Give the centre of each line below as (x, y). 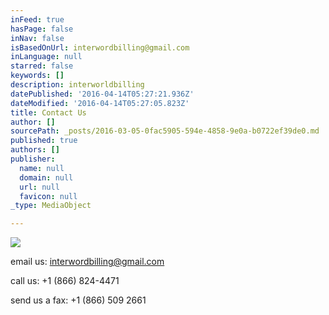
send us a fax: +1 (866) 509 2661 (78, 300)
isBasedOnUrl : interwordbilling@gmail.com (100, 47)
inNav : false (37, 38)
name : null (42, 168)
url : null (39, 187)
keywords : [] (37, 76)
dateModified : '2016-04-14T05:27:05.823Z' (100, 103)
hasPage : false (42, 29)
